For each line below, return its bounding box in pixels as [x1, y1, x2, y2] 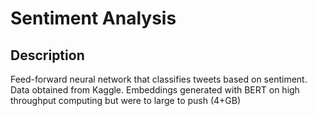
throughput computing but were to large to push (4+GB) [10, 95, 242, 106]
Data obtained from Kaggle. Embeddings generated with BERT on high [10, 84, 300, 96]
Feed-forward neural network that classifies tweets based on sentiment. [10, 73, 308, 85]
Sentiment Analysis [10, 7, 177, 30]
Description [10, 47, 85, 64]
